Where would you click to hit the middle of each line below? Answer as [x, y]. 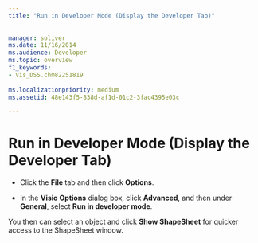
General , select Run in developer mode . [86, 206]
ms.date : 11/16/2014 [43, 45]
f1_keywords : [30, 68]
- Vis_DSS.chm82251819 [46, 75]
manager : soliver [37, 38]
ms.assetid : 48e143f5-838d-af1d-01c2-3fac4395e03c [94, 97]
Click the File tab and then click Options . [87, 182]
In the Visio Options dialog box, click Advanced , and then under [126, 198]
